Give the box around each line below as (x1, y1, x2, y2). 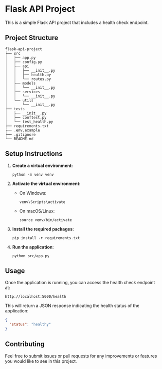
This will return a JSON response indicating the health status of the (5, 303, 140, 308)
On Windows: (19, 190, 47, 196)
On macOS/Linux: (19, 208, 55, 214)
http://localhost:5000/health (5, 294, 67, 299)
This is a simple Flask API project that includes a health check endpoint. (5, 20, 149, 25)
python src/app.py (12, 253, 50, 258)
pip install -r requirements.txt (12, 235, 80, 240)
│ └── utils (5, 98, 34, 103)
